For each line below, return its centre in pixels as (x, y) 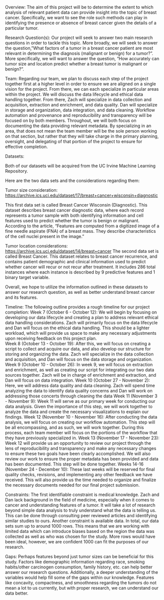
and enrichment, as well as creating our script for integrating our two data (80, 370)
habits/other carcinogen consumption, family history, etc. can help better (79, 567)
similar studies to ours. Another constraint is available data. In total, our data (82, 521)
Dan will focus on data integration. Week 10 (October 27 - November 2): (78, 380)
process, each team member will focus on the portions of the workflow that (81, 433)
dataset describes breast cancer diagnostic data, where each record (74, 210)
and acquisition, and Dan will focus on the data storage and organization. (79, 359)
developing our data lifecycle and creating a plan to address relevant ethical (82, 317)
